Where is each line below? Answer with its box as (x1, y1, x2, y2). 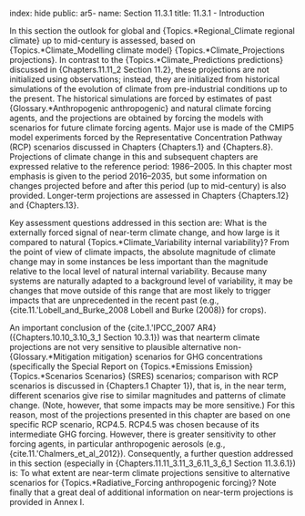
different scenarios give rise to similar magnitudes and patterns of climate (9, 390, 287, 400)
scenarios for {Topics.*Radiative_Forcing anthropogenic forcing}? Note (9, 478, 277, 488)
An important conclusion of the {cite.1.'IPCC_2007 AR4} (9, 323, 217, 333)
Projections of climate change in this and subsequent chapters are (9, 151, 259, 162)
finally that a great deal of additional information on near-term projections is (9, 487, 294, 498)
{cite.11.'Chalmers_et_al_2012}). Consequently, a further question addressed (9, 449, 294, 459)
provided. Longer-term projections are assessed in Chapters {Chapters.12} (9, 191, 290, 201)
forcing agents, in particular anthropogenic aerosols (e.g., (9, 439, 226, 449)
